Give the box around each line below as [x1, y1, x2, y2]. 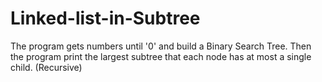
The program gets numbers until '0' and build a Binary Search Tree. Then [10, 40, 312, 52]
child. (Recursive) [10, 61, 83, 73]
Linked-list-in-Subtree [10, 7, 201, 30]
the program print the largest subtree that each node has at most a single [10, 50, 312, 62]
